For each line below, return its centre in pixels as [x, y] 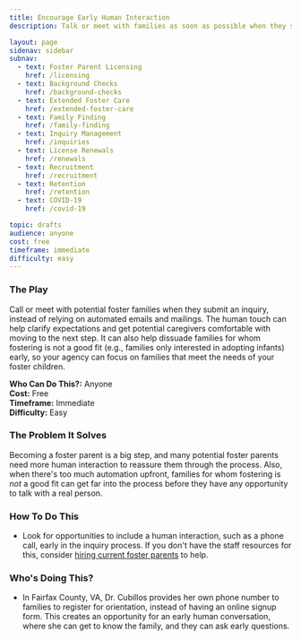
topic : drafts [36, 225]
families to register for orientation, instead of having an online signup [149, 607]
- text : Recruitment [56, 167]
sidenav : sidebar [42, 50]
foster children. [37, 366]
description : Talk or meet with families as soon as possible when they [148, 26]
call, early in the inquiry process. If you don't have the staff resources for [157, 545]
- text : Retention [52, 184]
